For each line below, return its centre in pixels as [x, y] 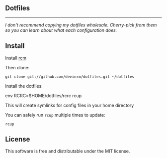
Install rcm [16, 58]
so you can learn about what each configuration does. [61, 30]
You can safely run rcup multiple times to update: [55, 115]
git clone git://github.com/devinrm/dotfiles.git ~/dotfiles [70, 77]
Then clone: [17, 67]
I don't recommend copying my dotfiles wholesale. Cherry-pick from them [81, 25]
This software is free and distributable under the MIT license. [68, 151]
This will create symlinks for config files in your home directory [70, 105]
